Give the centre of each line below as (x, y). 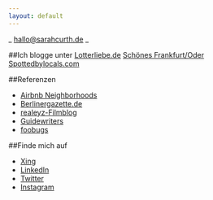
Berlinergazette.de (51, 103)
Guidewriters (41, 121)
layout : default (36, 16)
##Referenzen (33, 79)
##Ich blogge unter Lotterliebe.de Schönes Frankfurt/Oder (106, 54)
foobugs (34, 129)
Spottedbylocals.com (44, 63)
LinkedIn (35, 170)
